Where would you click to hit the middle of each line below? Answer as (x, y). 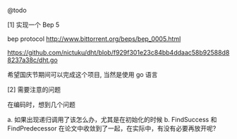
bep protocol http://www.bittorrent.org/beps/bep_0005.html (94, 39)
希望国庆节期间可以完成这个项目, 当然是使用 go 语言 (83, 74)
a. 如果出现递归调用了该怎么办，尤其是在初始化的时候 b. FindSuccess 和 (112, 120)
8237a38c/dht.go (32, 60)
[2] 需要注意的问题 (34, 90)
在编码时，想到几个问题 (41, 104)
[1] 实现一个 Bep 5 (34, 25)
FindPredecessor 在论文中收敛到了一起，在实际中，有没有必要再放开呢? (112, 128)
